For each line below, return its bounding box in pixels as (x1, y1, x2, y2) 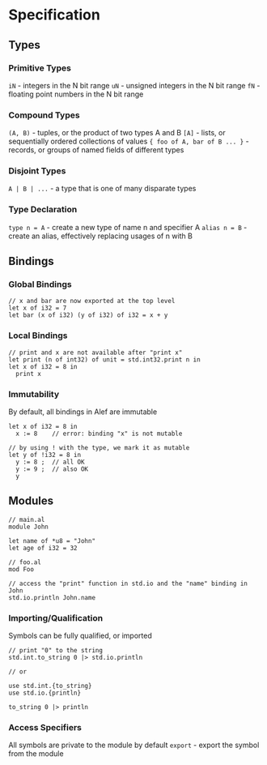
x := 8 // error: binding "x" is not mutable (15, 430, 183, 438)
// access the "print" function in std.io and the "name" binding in (8, 579, 248, 588)
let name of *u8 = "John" (8, 536, 95, 545)
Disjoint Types (8, 165, 66, 177)
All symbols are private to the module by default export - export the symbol (8, 740, 260, 750)
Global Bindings (8, 279, 72, 290)
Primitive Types (8, 62, 71, 74)
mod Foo (8, 565, 35, 573)
